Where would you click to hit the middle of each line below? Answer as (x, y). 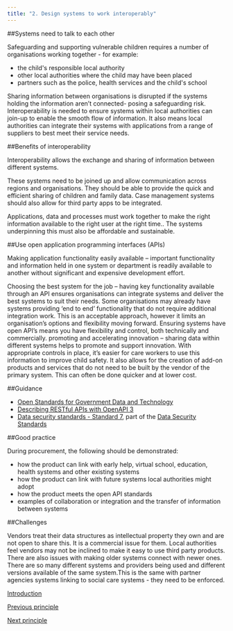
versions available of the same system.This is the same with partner (104, 572)
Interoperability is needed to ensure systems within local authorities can (110, 110)
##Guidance (25, 388)
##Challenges (27, 522)
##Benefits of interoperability (49, 146)
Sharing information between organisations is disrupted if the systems (107, 96)
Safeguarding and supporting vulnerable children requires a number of (108, 47)
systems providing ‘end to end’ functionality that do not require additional (112, 308)
